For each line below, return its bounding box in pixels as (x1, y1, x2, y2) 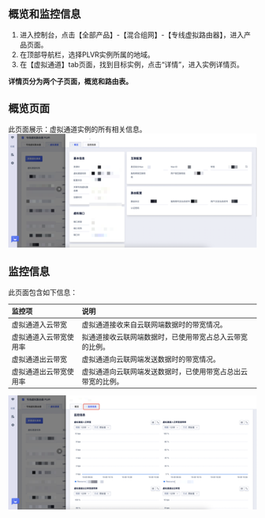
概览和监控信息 (8, 7, 81, 21)
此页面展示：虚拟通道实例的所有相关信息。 (8, 124, 147, 134)
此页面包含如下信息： (8, 287, 77, 297)
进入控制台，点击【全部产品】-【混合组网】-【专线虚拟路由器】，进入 (19, 30, 244, 40)
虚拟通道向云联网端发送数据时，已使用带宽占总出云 (81, 367, 248, 376)
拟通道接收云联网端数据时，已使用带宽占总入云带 (81, 331, 241, 342)
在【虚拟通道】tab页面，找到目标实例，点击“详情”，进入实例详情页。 (19, 59, 244, 69)
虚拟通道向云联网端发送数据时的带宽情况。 (81, 354, 221, 364)
